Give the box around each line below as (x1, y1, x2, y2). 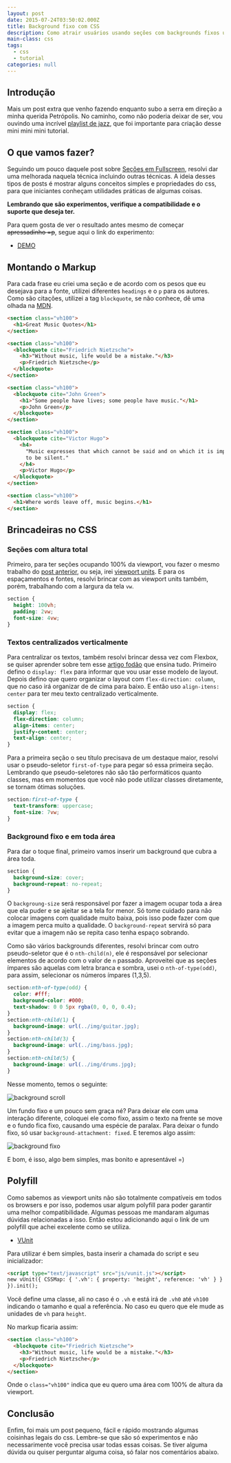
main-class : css (7, 36, 54, 43)
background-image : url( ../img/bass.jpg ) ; (13, 1042, 134, 1049)
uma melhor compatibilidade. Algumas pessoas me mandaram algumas (7, 1208, 210, 1216)
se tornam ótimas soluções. (7, 783, 86, 791)
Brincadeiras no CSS (7, 524, 98, 536)
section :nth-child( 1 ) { (7, 1016, 76, 1023)
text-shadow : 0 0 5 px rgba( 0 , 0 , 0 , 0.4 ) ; (13, 1004, 137, 1011)
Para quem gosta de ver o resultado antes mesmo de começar (7, 221, 184, 229)
